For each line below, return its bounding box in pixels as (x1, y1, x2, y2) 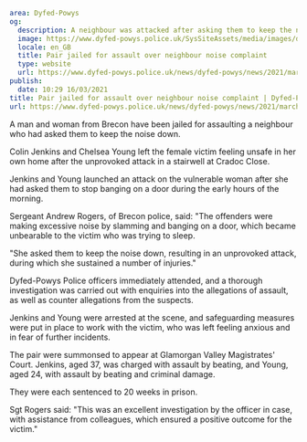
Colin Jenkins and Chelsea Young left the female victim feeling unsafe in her (9, 146, 297, 157)
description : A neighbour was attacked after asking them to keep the (17, 26, 292, 35)
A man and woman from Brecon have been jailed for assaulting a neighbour (9, 119, 294, 130)
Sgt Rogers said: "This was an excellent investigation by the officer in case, (9, 404, 292, 415)
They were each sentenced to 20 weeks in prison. (9, 386, 198, 397)
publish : (9, 77, 43, 86)
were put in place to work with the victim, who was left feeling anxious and (9, 321, 291, 332)
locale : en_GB (17, 42, 71, 52)
